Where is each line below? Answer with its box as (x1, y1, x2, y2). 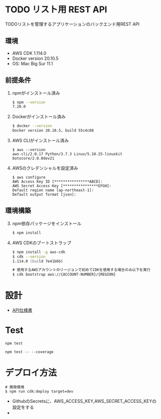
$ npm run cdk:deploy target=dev (5, 389, 74, 394)
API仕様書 (12, 307, 33, 313)
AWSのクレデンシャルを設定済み (12, 165, 79, 171)
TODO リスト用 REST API (5, 4, 107, 15)
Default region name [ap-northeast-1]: (12, 188, 94, 193)
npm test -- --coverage (5, 349, 54, 354)
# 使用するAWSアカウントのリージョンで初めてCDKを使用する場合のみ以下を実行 (12, 268, 151, 272)
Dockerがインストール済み (12, 114, 66, 120)
